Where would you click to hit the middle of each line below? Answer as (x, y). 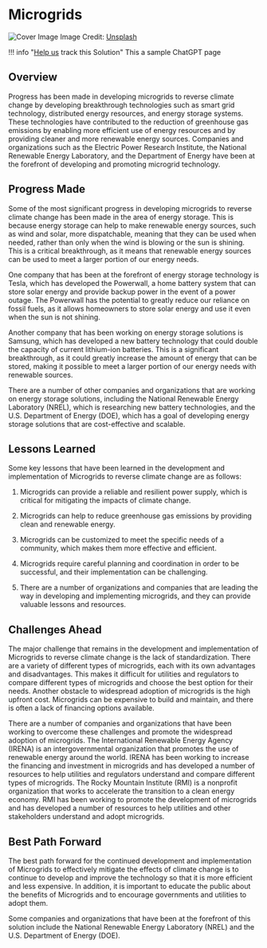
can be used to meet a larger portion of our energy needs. (104, 259)
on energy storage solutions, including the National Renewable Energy (124, 398)
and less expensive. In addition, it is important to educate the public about (130, 886)
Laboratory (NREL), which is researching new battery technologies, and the (132, 407)
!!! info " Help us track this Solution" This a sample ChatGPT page (115, 52)
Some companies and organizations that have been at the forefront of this (130, 919)
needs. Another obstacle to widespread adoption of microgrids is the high (130, 691)
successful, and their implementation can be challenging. (114, 572)
